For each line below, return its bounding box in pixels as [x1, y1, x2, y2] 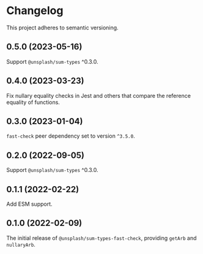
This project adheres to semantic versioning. [6, 24, 119, 31]
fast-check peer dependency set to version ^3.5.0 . [6, 132, 136, 140]
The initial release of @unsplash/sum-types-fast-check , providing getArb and [6, 234, 197, 242]
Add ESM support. [6, 200, 53, 207]
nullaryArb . [6, 241, 35, 248]
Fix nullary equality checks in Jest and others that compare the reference [6, 92, 191, 99]
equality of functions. [6, 99, 60, 106]
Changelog [6, 4, 64, 18]
